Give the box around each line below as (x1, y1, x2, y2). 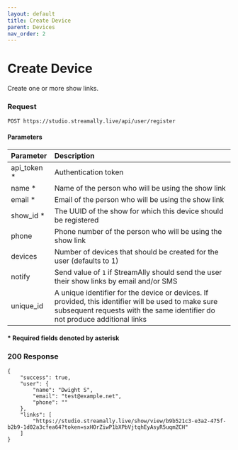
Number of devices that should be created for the (54, 247, 219, 257)
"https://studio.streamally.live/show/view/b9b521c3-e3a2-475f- (33, 417, 227, 424)
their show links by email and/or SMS (54, 276, 178, 286)
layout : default (7, 10, 55, 18)
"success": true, (20, 373, 72, 381)
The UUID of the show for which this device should (54, 206, 224, 216)
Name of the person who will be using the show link (54, 183, 227, 193)
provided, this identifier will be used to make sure (54, 296, 218, 306)
